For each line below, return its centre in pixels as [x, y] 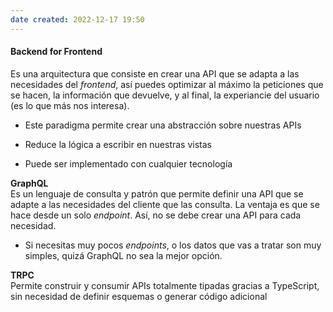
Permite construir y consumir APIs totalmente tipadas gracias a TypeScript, [165, 285]
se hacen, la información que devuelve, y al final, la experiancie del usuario [165, 95]
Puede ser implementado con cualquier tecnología [128, 163]
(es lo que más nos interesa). [70, 105]
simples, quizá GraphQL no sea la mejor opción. [123, 255]
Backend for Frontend [56, 52]
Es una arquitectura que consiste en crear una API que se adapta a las [155, 73]
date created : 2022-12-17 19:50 [77, 19]
